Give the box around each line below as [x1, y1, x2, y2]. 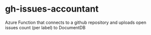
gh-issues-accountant [5, 3, 99, 15]
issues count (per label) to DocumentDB [5, 24, 86, 30]
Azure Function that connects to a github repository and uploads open [5, 19, 147, 25]
